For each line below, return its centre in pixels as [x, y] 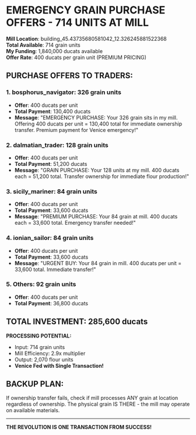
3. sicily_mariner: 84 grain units [52, 192]
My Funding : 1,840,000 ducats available [55, 51]
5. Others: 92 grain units [41, 284]
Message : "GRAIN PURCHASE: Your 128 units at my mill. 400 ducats [97, 170]
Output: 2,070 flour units [44, 359]
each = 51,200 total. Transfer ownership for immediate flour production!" [102, 176]
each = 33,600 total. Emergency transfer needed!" [75, 223]
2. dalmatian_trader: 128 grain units [57, 145]
